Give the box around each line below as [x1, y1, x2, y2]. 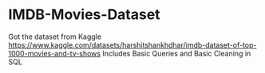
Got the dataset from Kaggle [8, 32, 102, 41]
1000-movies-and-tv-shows [8, 48, 101, 58]
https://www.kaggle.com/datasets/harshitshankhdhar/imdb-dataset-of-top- [8, 40, 257, 49]
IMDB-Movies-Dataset [8, 6, 161, 24]
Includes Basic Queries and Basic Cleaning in [102, 48, 251, 58]
